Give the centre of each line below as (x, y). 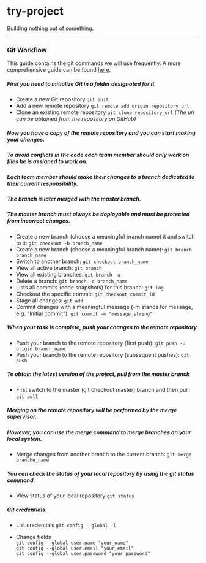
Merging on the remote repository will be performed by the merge (92, 410)
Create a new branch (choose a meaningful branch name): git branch (104, 249)
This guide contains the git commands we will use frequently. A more (94, 63)
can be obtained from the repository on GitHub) (76, 119)
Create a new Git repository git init (62, 99)
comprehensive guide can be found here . (59, 70)
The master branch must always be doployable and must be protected (98, 214)
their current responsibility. (42, 183)
